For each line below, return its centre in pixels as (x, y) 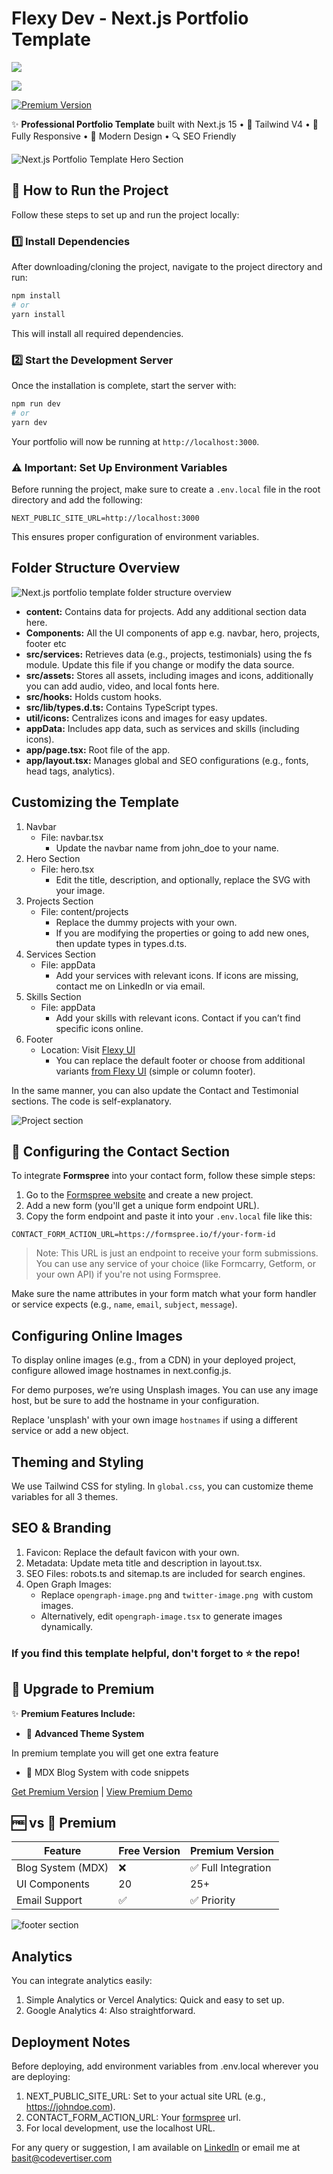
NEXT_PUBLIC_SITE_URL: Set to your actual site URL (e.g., (145, 2096)
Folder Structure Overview (96, 568)
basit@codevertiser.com (62, 2158)
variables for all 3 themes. (65, 1496)
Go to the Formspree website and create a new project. (139, 1195)
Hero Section (53, 858)
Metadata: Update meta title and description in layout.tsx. (144, 1563)
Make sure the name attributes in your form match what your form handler (164, 1294)
